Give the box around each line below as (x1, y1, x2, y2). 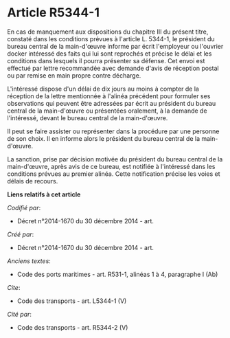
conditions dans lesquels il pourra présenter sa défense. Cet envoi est (7, 56, 205, 65)
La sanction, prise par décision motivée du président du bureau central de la (7, 155, 223, 163)
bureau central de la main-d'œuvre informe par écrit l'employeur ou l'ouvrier (7, 42, 224, 50)
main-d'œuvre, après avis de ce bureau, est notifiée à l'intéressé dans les (7, 162, 216, 170)
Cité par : (7, 310, 32, 318)
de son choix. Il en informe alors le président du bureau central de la (7, 134, 200, 142)
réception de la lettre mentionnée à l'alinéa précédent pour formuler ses (7, 91, 211, 100)
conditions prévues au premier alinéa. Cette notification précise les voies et (7, 170, 221, 178)
